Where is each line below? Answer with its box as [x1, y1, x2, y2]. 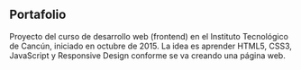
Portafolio [9, 7, 67, 22]
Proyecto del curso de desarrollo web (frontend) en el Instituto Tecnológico [9, 31, 288, 41]
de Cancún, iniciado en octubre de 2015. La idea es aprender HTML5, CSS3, [9, 40, 293, 51]
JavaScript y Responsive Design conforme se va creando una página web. [9, 49, 286, 61]
